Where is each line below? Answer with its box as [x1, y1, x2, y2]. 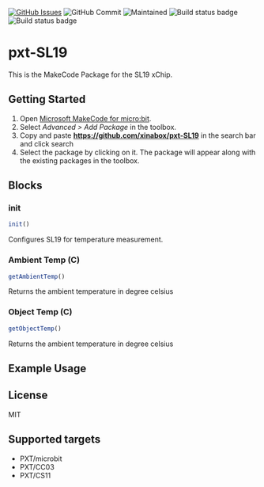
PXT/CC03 [19, 462, 55, 471]
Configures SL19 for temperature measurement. [8, 234, 164, 245]
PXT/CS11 [19, 470, 51, 480]
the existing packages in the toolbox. [19, 155, 140, 166]
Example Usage [8, 362, 87, 375]
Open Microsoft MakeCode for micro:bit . [19, 113, 152, 123]
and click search [19, 139, 74, 148]
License [8, 389, 48, 402]
